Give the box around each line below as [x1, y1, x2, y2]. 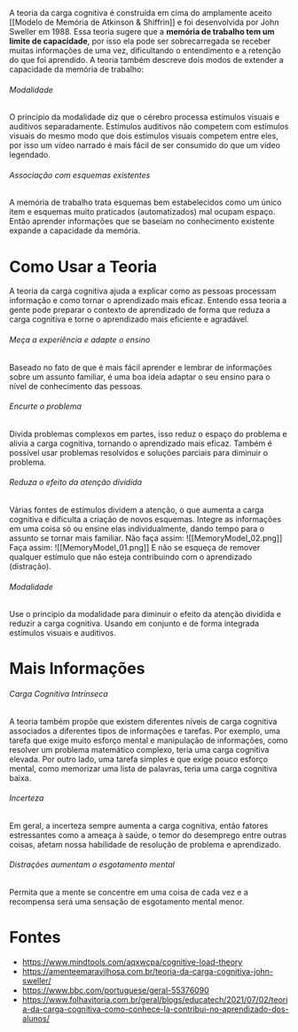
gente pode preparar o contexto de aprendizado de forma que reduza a [9, 305, 271, 316]
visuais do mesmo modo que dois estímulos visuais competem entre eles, [9, 130, 279, 141]
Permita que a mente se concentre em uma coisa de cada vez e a [9, 887, 248, 897]
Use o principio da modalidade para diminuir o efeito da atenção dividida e [9, 609, 282, 620]
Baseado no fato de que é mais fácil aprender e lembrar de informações [9, 362, 272, 372]
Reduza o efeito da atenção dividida [9, 477, 143, 488]
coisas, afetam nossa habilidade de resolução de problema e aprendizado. [9, 839, 282, 849]
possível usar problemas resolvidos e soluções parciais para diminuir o [9, 447, 269, 457]
